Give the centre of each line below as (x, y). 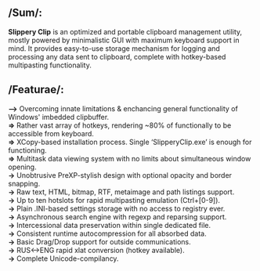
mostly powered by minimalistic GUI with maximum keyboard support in (124, 40)
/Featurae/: (36, 90)
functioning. (27, 150)
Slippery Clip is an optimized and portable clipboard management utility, (125, 31)
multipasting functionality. (50, 65)
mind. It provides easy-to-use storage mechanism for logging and (114, 48)
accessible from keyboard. (51, 133)
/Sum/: (25, 13)
